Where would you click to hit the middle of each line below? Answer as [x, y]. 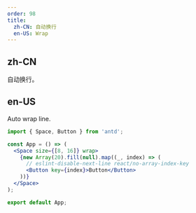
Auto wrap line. [29, 118]
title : [17, 20]
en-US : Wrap [31, 33]
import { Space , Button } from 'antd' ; [65, 131]
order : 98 [22, 14]
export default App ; [37, 202]
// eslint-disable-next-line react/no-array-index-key [107, 164]
